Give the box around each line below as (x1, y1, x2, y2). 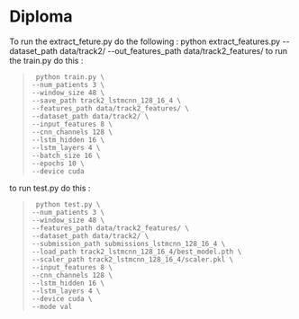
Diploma (9, 6, 74, 27)
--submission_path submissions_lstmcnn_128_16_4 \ (31, 239, 226, 248)
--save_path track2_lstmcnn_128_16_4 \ (31, 96, 182, 105)
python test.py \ (35, 199, 101, 208)
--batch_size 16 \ (31, 151, 101, 160)
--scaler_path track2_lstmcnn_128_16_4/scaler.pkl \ (31, 254, 234, 264)
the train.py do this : (9, 55, 84, 66)
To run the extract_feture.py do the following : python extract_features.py (9, 36, 281, 47)
